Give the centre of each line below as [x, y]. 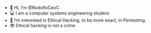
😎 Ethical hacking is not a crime [42, 25]
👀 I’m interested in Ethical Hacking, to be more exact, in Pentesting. [78, 20]
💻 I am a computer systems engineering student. [60, 13]
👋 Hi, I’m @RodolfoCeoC [35, 8]
